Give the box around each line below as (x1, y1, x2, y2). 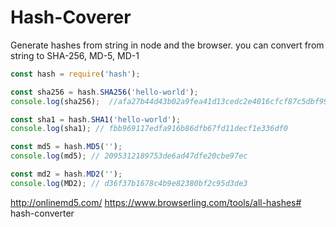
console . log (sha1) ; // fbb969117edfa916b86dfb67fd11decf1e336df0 (10, 124, 288, 134)
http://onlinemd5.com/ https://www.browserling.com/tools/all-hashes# (10, 196, 302, 208)
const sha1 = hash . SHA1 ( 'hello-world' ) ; (10, 114, 182, 125)
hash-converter (10, 207, 75, 219)
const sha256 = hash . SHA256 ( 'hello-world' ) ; (10, 87, 199, 97)
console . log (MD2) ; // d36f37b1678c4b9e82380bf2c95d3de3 (10, 178, 248, 188)
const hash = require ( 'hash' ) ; (10, 69, 141, 79)
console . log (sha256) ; (10, 96, 101, 106)
